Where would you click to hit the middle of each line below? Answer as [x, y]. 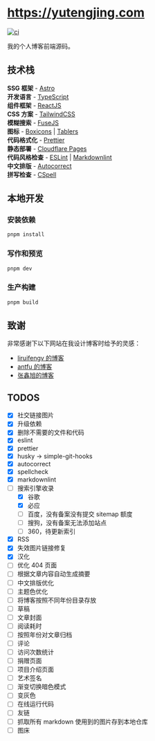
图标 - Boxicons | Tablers [43, 131]
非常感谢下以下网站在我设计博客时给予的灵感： [74, 343]
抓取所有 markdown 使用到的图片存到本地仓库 [83, 722]
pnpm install [26, 235]
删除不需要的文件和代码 [51, 432]
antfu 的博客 [35, 367]
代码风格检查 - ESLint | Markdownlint [60, 157]
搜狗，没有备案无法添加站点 [67, 523]
